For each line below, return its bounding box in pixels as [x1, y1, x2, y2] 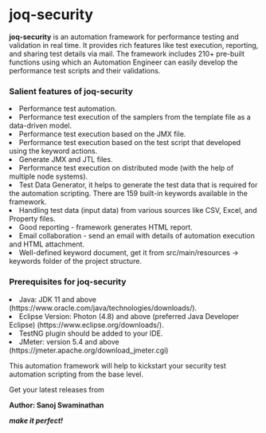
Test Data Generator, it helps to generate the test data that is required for [19, 180, 258, 190]
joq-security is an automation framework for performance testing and [9, 32, 240, 41]
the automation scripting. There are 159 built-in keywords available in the [9, 189, 248, 199]
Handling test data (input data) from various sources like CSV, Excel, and [19, 206, 257, 215]
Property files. [9, 214, 56, 224]
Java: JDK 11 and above [19, 294, 96, 304]
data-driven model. [9, 121, 72, 131]
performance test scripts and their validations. [9, 65, 161, 75]
